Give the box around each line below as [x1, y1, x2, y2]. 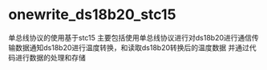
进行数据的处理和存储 [14, 52, 86, 62]
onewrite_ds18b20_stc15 [8, 6, 176, 24]
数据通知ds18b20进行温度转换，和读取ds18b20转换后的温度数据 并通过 [14, 42, 250, 52]
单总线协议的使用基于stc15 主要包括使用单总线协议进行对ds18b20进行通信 [8, 33, 253, 42]
